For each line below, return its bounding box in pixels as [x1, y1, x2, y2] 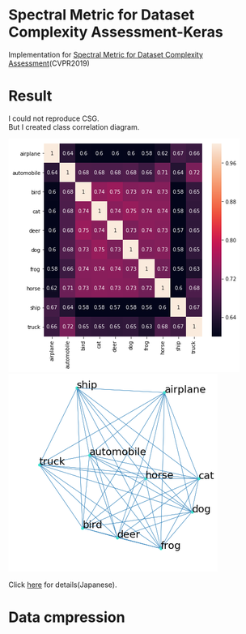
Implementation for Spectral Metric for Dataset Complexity [8, 49, 204, 59]
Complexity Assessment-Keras [8, 23, 224, 41]
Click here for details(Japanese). [8, 580, 117, 589]
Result [8, 87, 53, 105]
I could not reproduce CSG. [8, 114, 100, 123]
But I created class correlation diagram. [8, 122, 140, 131]
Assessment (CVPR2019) [8, 58, 91, 68]
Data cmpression [8, 608, 125, 627]
